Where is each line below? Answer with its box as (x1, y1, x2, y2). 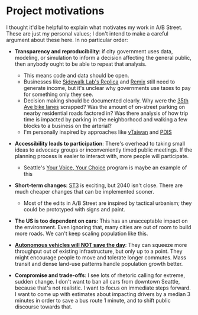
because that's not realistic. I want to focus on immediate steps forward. (14, 284, 191, 291)
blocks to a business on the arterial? (23, 122, 112, 129)
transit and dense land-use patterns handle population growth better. (14, 260, 183, 267)
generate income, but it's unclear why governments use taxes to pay (23, 84, 191, 91)
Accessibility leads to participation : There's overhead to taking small (14, 140, 185, 147)
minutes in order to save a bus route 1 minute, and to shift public (14, 297, 171, 304)
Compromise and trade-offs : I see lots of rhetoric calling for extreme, (14, 271, 185, 279)
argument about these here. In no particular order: (6, 36, 128, 43)
